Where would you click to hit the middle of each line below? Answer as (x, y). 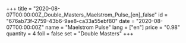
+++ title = (19, 9)
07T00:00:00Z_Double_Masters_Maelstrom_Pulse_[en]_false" (82, 15)
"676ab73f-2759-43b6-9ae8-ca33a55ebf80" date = (70, 21)
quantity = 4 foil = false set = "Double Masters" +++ (70, 34)
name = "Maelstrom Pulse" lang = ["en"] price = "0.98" (113, 27)
